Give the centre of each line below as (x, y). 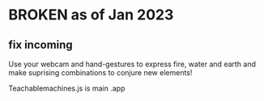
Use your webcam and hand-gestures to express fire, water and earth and (132, 64)
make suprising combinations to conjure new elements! (100, 73)
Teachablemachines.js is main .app (67, 88)
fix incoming (40, 45)
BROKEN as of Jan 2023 (91, 15)
